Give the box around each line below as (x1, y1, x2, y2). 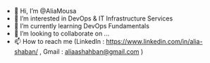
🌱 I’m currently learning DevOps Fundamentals (13, 22, 150, 30)
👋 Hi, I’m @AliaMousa (13, 7, 77, 15)
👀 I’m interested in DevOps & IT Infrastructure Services (13, 14, 173, 23)
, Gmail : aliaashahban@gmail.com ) (39, 47, 144, 56)
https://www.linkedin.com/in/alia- (106, 38, 203, 45)
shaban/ (13, 47, 39, 56)
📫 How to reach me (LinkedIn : (13, 38, 105, 45)
